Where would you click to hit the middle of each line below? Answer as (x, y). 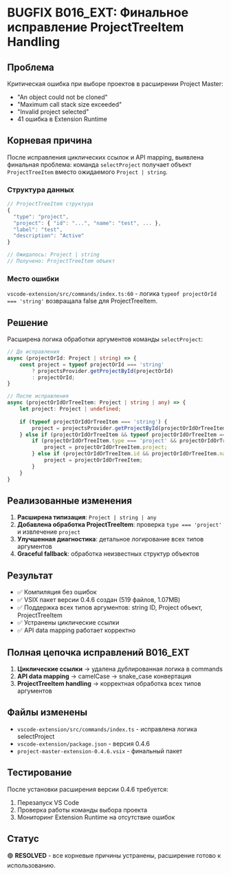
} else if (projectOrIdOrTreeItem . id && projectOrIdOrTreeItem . (126, 454)
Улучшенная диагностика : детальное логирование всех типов (110, 539)
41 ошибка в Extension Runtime (62, 119)
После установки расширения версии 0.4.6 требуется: (88, 789)
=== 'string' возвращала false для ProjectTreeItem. (82, 301)
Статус (23, 839)
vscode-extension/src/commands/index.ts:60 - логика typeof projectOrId (112, 294)
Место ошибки (33, 279)
